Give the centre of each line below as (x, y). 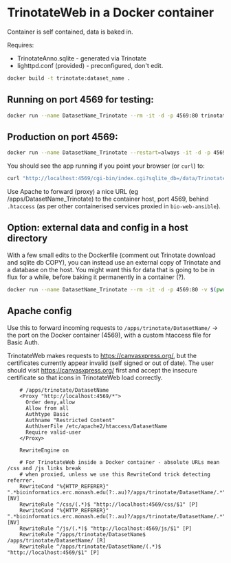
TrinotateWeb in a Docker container (111, 13)
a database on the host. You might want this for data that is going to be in (111, 269)
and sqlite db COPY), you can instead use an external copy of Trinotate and (114, 262)
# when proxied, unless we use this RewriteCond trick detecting (115, 474)
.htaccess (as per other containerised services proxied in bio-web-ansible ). (114, 206)
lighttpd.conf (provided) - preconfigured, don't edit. (90, 65)
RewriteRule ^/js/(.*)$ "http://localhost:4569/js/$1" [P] (106, 528)
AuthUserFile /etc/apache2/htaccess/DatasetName (96, 426)
